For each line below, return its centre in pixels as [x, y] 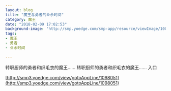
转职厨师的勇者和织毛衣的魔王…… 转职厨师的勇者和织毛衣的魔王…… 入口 [81, 67]
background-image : [25, 29]
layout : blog [19, 10]
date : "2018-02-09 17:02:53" [36, 24]
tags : [11, 34]
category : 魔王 [21, 19]
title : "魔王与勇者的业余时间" [35, 15]
